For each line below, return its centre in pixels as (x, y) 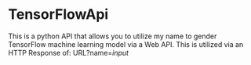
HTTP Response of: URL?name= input (69, 52)
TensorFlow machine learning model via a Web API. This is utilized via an (126, 44)
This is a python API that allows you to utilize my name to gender (113, 36)
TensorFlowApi (58, 14)
